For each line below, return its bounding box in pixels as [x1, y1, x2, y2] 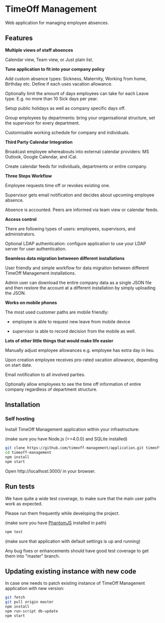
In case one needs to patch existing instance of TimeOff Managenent [5, 580, 145, 586]
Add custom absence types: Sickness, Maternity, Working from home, [5, 75, 147, 82]
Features [5, 34, 33, 42]
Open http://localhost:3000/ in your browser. [5, 468, 96, 474]
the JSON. [5, 290, 26, 296]
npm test [5, 529, 23, 534]
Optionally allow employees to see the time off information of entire [5, 381, 141, 387]
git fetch [5, 595, 26, 600]
